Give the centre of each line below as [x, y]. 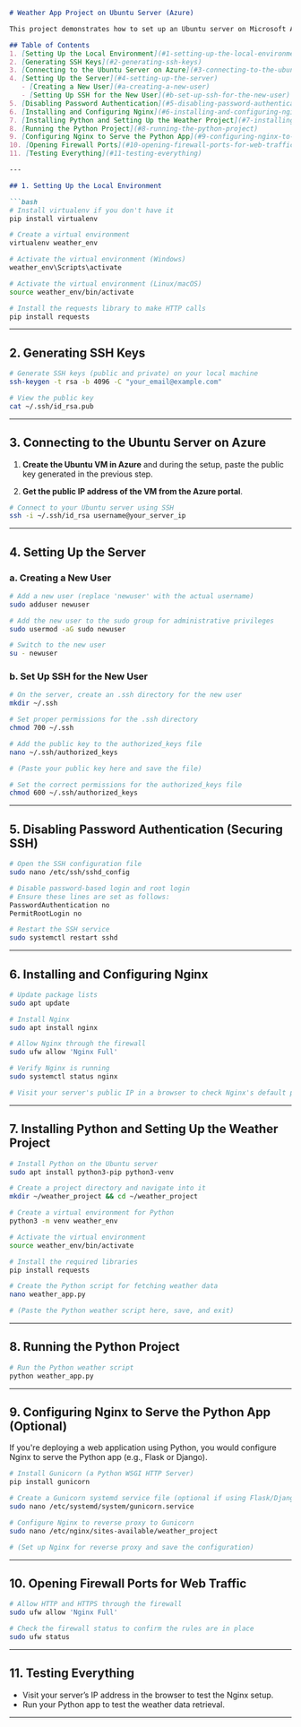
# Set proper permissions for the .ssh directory [104, 720]
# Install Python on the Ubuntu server [84, 1164]
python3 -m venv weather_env [64, 1221]
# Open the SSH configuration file [76, 864]
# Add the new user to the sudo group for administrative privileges [142, 621]
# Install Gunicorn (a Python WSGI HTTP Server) [102, 1474]
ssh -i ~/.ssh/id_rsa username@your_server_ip [98, 516]
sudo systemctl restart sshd [64, 938]
